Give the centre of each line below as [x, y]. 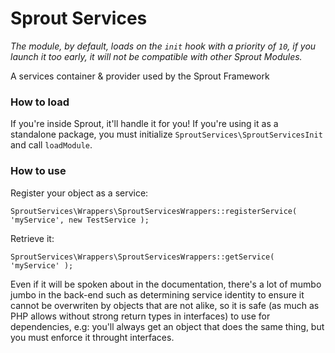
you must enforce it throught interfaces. [92, 337]
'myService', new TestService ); [80, 220]
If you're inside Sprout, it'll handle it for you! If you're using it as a [144, 124]
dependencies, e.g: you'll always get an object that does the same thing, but [167, 326]
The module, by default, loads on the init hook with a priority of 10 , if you [163, 46]
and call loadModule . [51, 145]
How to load [40, 102]
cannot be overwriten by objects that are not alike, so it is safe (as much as [165, 305]
